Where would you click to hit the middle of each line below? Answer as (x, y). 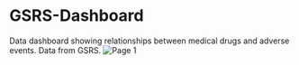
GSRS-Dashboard (77, 16)
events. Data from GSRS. (55, 50)
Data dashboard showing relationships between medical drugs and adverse (149, 41)
